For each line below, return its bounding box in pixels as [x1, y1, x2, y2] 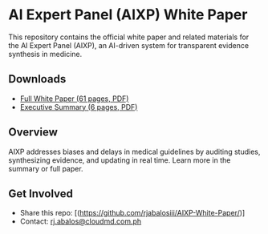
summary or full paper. [8, 163, 83, 173]
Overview [8, 126, 59, 139]
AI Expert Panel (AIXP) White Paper [8, 6, 248, 24]
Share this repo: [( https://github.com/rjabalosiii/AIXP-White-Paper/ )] [19, 208, 246, 218]
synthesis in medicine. [8, 49, 83, 58]
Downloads [8, 72, 67, 86]
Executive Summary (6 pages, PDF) [19, 102, 138, 111]
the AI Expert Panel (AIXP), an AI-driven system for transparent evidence [8, 40, 250, 50]
